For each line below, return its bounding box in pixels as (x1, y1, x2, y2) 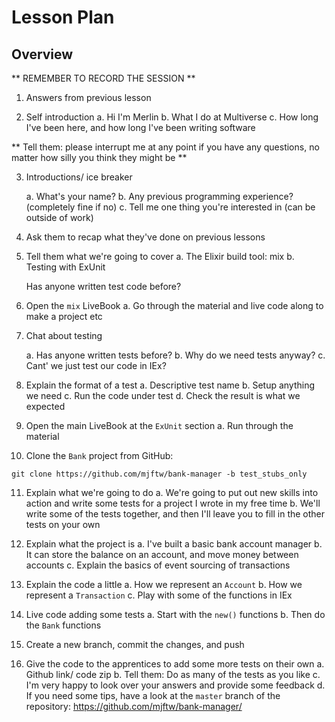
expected (25, 401, 66, 412)
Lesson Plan (11, 6, 115, 29)
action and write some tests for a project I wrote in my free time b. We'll (25, 497, 321, 509)
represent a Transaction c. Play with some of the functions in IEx (25, 589, 293, 601)
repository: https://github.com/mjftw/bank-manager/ (25, 701, 243, 712)
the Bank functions (25, 619, 102, 631)
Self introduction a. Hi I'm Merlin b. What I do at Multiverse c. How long (25, 111, 319, 123)
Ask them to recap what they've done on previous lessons (25, 231, 266, 243)
